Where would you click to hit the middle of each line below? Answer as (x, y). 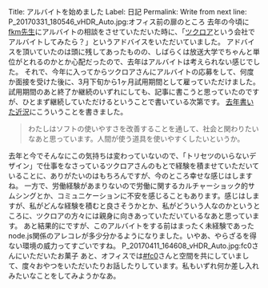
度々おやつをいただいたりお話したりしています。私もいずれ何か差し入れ (141, 266)
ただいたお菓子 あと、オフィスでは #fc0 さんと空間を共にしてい (132, 256)
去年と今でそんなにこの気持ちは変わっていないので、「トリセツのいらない (129, 156)
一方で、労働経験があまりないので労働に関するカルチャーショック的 (136, 186)
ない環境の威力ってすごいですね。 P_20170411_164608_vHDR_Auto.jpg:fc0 (130, 246)
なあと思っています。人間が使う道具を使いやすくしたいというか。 (136, 139)
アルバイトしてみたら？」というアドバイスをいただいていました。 (117, 42)
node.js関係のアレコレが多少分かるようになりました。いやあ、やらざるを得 (133, 236)
